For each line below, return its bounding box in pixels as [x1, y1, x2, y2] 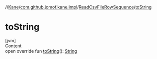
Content [5, 43, 22, 49]
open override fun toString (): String [5, 48, 78, 54]
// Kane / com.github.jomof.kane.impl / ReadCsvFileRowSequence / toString [5, 4, 152, 10]
